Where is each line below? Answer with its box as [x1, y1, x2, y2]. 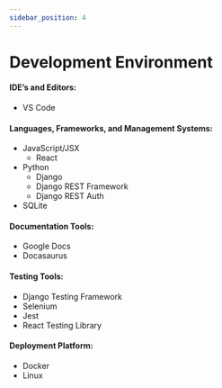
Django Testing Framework [22, 291, 123, 302]
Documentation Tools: [9, 221, 94, 231]
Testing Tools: [9, 271, 64, 282]
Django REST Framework [35, 181, 129, 192]
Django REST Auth [35, 191, 105, 202]
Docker [22, 360, 50, 371]
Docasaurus [22, 250, 67, 261]
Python [22, 162, 49, 173]
